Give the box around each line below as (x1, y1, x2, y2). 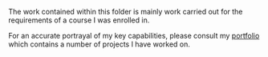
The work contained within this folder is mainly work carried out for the (8, 7, 243, 16)
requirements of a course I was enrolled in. (8, 15, 150, 25)
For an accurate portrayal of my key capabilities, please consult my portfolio (8, 31, 260, 40)
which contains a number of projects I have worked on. (8, 39, 191, 49)
